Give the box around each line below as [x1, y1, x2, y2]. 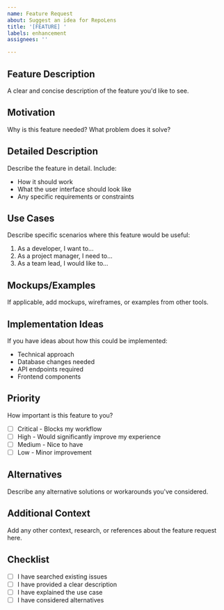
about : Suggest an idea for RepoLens [7, 17, 117, 24]
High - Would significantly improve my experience [17, 432, 161, 441]
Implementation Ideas [7, 318, 104, 330]
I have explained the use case [17, 588, 103, 596]
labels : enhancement [7, 29, 67, 37]
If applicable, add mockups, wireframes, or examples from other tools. [7, 298, 209, 307]
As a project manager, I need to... [17, 252, 113, 260]
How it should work [17, 177, 73, 185]
